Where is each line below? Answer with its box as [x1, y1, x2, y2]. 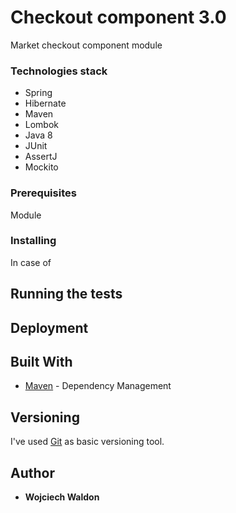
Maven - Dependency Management [24, 380, 172, 392]
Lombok [24, 119, 60, 131]
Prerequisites [10, 186, 77, 200]
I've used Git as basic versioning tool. [10, 436, 165, 448]
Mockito [24, 161, 59, 173]
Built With [10, 354, 73, 370]
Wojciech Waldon [24, 491, 100, 503]
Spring [24, 87, 53, 99]
